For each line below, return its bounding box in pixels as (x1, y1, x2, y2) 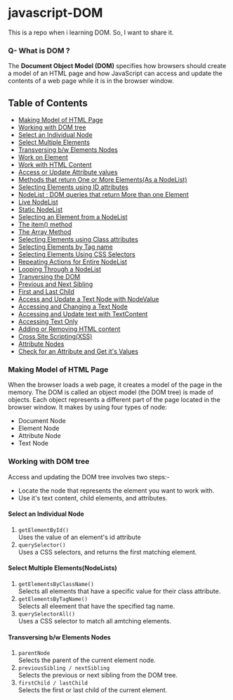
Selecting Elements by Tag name (18, 242, 113, 251)
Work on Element (18, 153, 69, 162)
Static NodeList (18, 205, 63, 214)
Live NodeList (18, 198, 58, 207)
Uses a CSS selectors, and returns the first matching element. (18, 547, 197, 556)
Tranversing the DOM (18, 273, 81, 281)
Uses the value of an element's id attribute (18, 533, 141, 541)
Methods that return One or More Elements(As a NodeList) (18, 176, 188, 184)
